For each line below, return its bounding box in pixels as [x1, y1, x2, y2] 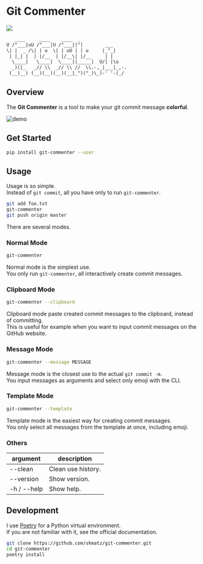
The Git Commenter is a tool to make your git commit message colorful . [6, 103, 188, 111]
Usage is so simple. [6, 182, 56, 190]
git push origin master [6, 212, 67, 219]
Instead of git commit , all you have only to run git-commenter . [6, 189, 161, 197]
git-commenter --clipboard [6, 299, 75, 306]
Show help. [48, 484, 81, 493]
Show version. [48, 475, 90, 483]
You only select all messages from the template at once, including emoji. [6, 423, 189, 431]
